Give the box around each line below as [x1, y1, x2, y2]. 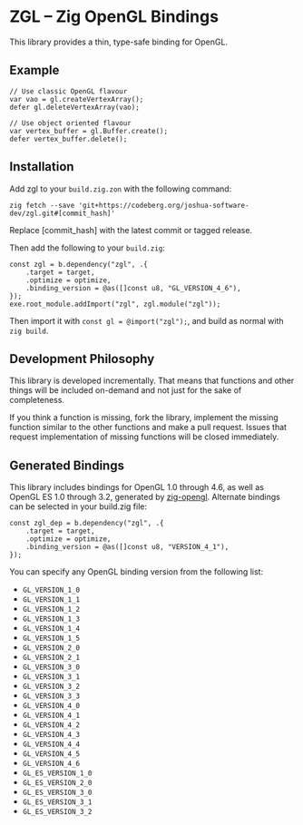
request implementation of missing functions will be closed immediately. [9, 431, 279, 442]
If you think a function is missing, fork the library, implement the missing [9, 412, 279, 423]
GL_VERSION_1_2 [22, 605, 81, 614]
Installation [9, 159, 74, 174]
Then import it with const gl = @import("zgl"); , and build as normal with [9, 315, 284, 326]
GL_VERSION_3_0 [22, 663, 81, 673]
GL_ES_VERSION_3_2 [22, 808, 93, 817]
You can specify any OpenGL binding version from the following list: [9, 566, 264, 577]
